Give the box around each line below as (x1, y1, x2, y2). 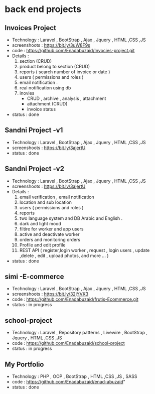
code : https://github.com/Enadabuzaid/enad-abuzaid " (12, 379, 126, 385)
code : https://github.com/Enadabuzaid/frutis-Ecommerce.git (12, 296, 139, 302)
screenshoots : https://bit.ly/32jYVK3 (12, 291, 89, 297)
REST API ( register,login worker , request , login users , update (19, 247, 150, 253)
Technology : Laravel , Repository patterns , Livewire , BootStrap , (12, 330, 147, 336)
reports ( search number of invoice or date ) (19, 69, 110, 75)
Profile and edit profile (19, 242, 66, 248)
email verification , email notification (19, 194, 95, 200)
